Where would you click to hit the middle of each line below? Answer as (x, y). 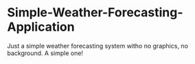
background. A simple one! (45, 53)
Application (41, 27)
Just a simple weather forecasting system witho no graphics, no (98, 46)
